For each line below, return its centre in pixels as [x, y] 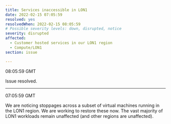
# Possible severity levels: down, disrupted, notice [64, 29]
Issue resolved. [21, 81]
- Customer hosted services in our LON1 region [61, 43]
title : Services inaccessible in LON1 [46, 10]
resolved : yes [20, 19]
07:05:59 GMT [20, 95]
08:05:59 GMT [21, 71]
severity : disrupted [27, 33]
